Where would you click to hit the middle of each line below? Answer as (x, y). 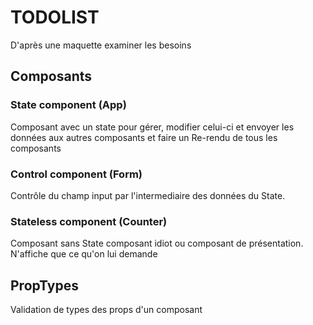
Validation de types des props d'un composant (106, 310)
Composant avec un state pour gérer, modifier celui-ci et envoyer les (152, 127)
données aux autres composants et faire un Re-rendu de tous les (144, 137)
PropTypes (44, 285)
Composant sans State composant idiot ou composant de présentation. (157, 243)
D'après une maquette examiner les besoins (101, 45)
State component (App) (68, 105)
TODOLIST (55, 17)
